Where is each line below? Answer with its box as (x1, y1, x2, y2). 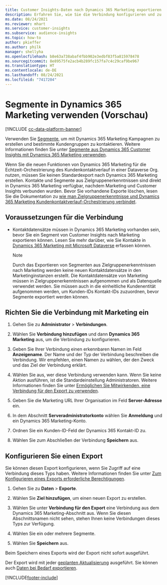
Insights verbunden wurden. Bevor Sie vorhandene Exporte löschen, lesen (5, 188, 158, 194)
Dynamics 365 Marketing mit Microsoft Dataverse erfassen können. (12, 242, 152, 248)
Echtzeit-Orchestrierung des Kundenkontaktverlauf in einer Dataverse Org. (5, 166, 159, 173)
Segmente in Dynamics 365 (5, 99, 122, 110)
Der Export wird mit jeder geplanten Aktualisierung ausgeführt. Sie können (5, 559, 158, 566)
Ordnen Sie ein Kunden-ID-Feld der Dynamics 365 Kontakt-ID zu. (12, 428, 147, 434)
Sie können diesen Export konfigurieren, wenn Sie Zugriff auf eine (5, 465, 141, 471)
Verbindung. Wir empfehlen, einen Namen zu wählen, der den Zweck (12, 357, 155, 363)
